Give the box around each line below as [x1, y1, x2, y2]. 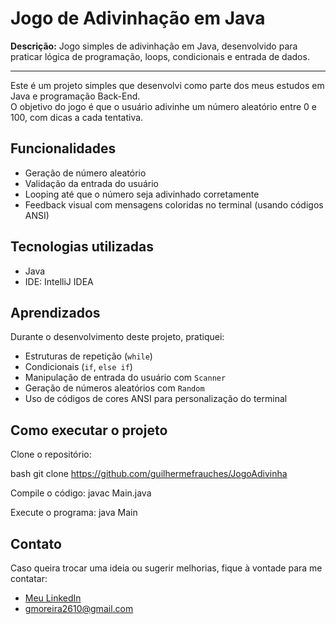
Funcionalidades [10, 140, 117, 157]
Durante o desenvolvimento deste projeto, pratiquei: [10, 331, 225, 343]
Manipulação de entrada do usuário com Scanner [24, 372, 227, 384]
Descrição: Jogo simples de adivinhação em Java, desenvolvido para [10, 40, 298, 52]
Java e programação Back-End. [10, 90, 141, 102]
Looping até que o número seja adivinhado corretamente [24, 188, 260, 200]
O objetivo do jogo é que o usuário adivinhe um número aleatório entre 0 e [10, 100, 318, 112]
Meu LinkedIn [24, 592, 82, 604]
